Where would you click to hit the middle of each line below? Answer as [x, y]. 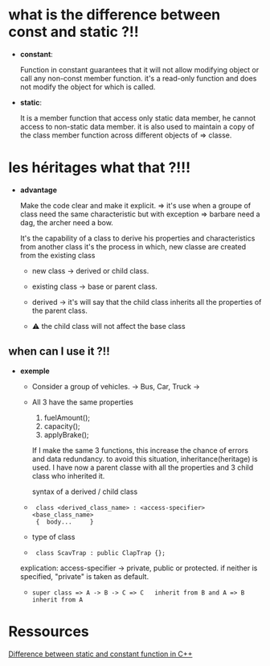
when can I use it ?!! [59, 351]
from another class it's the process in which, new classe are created [133, 246]
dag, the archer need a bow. [67, 222]
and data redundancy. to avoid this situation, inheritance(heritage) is [145, 458]
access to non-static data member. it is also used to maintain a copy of [137, 126]
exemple [35, 371]
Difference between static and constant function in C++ [100, 654]
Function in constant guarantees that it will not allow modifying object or [139, 69]
